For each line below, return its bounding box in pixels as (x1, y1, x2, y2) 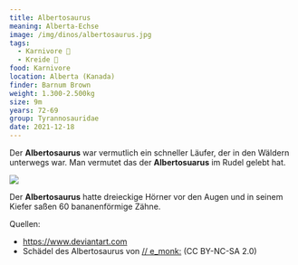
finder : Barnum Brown (9, 80, 91, 90)
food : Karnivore (9, 64, 71, 73)
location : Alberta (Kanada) (9, 72, 116, 81)
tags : (9, 38, 30, 48)
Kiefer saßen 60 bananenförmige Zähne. (9, 201, 161, 212)
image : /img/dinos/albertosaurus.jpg (9, 30, 152, 39)
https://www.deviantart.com (22, 236, 128, 247)
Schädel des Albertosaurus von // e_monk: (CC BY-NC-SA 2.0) (22, 246, 257, 256)
